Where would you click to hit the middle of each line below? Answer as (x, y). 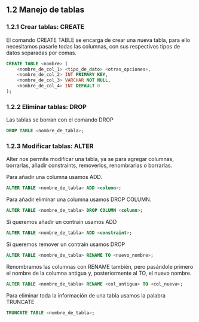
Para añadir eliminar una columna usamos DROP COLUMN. (79, 199)
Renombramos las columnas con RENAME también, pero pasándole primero (100, 266)
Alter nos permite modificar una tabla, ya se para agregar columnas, (90, 159)
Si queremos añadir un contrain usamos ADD (62, 222)
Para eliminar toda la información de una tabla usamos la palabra (86, 295)
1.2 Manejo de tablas (45, 10)
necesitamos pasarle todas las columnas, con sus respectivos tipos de (93, 46)
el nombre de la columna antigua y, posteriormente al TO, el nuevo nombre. (99, 273)
